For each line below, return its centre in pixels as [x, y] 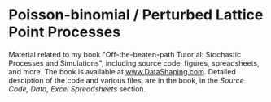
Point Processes [64, 32]
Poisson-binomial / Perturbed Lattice [136, 15]
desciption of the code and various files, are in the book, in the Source [126, 80]
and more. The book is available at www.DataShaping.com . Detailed [122, 71]
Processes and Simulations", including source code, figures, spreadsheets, [134, 63]
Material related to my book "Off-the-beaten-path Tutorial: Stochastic [125, 54]
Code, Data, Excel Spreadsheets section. [77, 89]
